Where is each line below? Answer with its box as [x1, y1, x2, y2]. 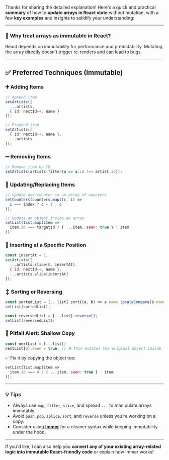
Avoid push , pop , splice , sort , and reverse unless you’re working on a [12, 413, 156, 419]
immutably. [12, 408, 36, 414]
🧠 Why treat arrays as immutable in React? [5, 32, 111, 39]
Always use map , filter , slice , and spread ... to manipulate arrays [12, 402, 152, 409]
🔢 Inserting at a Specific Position [5, 241, 87, 248]
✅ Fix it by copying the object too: [5, 355, 76, 361]
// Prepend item [5, 123, 39, 128]
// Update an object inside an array [5, 216, 84, 221]
